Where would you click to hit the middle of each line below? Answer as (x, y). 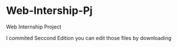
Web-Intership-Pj (49, 11)
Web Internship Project (34, 27)
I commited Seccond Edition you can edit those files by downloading (89, 38)
